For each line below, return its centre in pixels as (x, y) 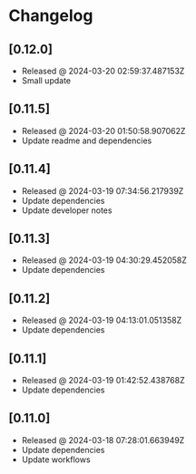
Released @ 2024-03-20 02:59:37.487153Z (103, 71)
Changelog (51, 16)
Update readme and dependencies (87, 140)
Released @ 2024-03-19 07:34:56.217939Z (103, 190)
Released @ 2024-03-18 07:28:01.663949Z (103, 440)
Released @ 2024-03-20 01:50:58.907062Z (103, 131)
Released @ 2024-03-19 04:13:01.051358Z (102, 320)
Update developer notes (67, 210)
